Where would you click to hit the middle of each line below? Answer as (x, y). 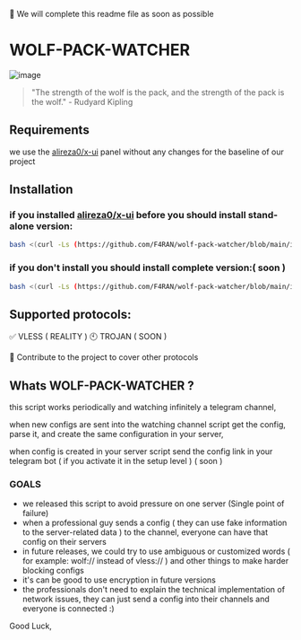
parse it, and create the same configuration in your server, (116, 434)
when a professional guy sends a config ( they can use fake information (155, 523)
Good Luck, (30, 626)
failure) (35, 513)
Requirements (49, 130)
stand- (263, 215)
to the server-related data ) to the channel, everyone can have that (145, 532)
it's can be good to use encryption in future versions (119, 580)
